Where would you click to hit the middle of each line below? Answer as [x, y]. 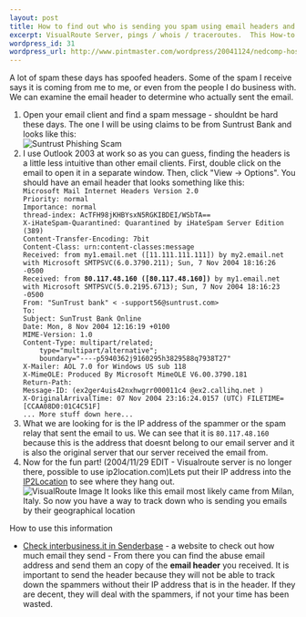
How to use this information [61, 529]
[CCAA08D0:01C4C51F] [61, 406]
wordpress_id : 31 [42, 43]
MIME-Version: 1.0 [57, 335]
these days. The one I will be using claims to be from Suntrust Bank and [157, 125]
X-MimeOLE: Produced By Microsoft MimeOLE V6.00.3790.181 [135, 375]
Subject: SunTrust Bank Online [82, 319]
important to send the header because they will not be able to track [149, 575]
